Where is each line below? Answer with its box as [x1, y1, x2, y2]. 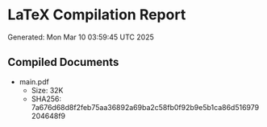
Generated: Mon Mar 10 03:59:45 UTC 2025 [7, 32, 154, 42]
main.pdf [19, 76, 49, 86]
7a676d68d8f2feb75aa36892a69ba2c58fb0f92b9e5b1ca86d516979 [31, 102, 260, 112]
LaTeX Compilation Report [7, 6, 186, 24]
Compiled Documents [7, 55, 119, 69]
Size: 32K [31, 85, 64, 95]
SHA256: [31, 94, 62, 104]
